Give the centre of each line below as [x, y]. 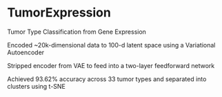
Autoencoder [26, 52]
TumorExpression [59, 13]
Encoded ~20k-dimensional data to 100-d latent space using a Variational [111, 45]
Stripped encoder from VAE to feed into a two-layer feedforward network [111, 65]
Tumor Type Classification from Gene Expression [77, 32]
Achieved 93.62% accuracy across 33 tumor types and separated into [107, 79]
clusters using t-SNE [36, 86]
